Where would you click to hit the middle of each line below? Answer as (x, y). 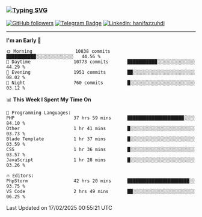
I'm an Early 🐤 (24, 40)
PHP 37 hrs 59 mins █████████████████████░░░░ (101, 118)
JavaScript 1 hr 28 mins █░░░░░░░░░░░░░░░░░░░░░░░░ (101, 160)
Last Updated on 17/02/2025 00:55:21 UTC (59, 208)
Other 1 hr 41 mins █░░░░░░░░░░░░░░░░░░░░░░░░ (101, 129)
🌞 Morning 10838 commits (58, 52)
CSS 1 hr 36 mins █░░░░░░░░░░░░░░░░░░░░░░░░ (101, 150)
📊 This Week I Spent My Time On (49, 100)
